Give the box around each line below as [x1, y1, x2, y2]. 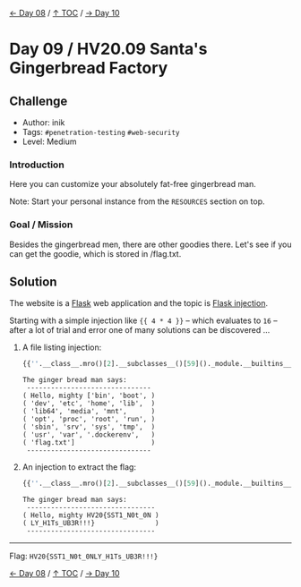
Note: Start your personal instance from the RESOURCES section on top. [9, 196, 265, 207]
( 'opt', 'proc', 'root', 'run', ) [21, 415, 156, 424]
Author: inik [21, 117, 65, 128]
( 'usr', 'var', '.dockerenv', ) [21, 430, 156, 439]
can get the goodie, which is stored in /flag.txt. [9, 248, 182, 259]
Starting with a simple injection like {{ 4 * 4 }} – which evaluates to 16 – [9, 315, 278, 326]
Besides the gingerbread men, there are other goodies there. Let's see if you [9, 239, 292, 250]
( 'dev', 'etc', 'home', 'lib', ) [21, 399, 156, 408]
